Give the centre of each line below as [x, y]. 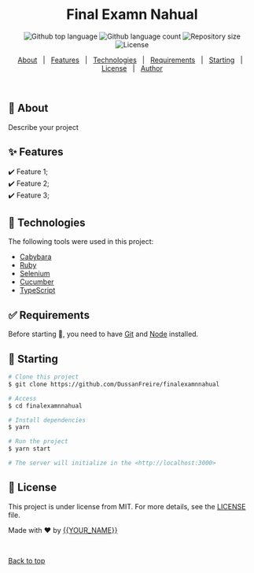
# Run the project [38, 442]
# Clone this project [44, 377]
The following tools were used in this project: [81, 242]
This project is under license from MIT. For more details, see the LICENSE [127, 506]
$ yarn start [29, 449]
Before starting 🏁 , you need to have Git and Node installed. [103, 334]
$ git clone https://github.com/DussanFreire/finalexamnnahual [114, 384]
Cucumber [37, 282]
